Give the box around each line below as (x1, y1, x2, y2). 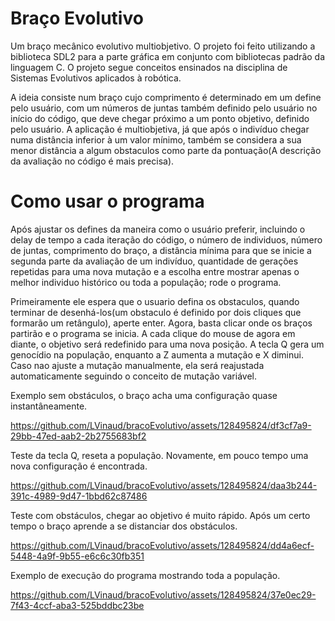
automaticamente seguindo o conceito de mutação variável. (10, 370, 257, 382)
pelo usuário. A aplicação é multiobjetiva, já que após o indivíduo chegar (10, 123, 310, 135)
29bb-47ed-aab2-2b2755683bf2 (10, 430, 147, 442)
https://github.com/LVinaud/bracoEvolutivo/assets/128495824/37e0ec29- (10, 588, 317, 601)
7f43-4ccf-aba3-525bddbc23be (10, 599, 145, 611)
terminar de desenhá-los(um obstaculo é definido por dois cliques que (10, 306, 302, 318)
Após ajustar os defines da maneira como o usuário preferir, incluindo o (10, 223, 306, 235)
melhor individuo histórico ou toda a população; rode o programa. (10, 276, 282, 288)
